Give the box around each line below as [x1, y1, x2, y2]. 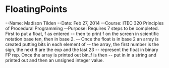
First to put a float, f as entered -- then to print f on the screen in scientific [5, 30, 159, 36]
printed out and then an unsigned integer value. [5, 57, 104, 63]
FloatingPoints [5, 3, 68, 15]
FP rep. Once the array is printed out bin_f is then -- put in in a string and [5, 51, 156, 58]
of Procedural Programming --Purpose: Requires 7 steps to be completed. [5, 25, 159, 31]
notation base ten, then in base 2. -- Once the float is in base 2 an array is [5, 36, 159, 42]
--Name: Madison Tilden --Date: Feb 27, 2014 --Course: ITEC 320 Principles [5, 20, 164, 26]
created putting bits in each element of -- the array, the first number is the [5, 41, 159, 47]
